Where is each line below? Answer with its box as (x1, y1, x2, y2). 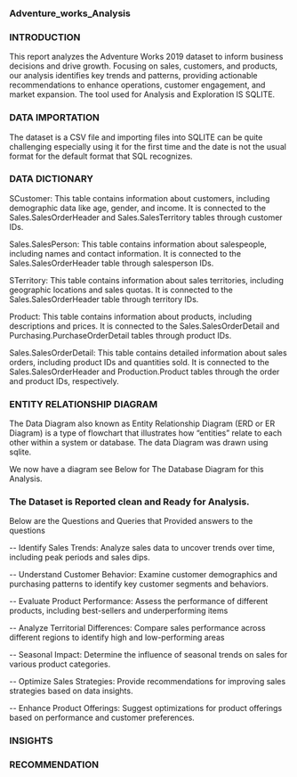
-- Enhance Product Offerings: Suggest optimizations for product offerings (9, 703, 283, 714)
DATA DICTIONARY (9, 173, 93, 185)
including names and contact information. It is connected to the (9, 248, 242, 258)
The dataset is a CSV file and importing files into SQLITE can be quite (9, 132, 263, 143)
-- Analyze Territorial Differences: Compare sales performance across (9, 623, 267, 634)
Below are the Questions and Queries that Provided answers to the (9, 516, 253, 527)
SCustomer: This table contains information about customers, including (9, 192, 270, 203)
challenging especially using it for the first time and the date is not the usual (9, 141, 287, 151)
